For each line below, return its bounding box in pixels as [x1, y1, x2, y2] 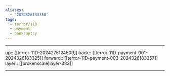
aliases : [5, 7, 24, 13]
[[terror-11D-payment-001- [92, 50, 148, 56]
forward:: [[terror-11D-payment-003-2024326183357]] [44, 55, 158, 61]
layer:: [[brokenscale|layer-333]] [5, 60, 73, 66]
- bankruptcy [10, 31, 37, 36]
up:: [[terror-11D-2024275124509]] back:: [5, 50, 92, 56]
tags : [5, 17, 17, 22]
